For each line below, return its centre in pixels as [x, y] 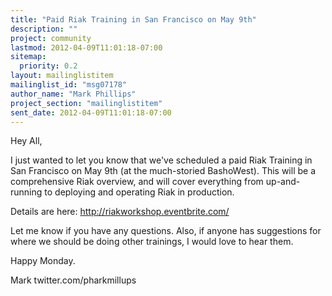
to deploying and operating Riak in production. [139, 192]
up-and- [283, 182]
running [26, 192]
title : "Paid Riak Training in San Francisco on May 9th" [133, 19]
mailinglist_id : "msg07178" [69, 85]
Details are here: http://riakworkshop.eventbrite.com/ [120, 212]
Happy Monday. [43, 261]
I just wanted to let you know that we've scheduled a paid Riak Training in [161, 160]
